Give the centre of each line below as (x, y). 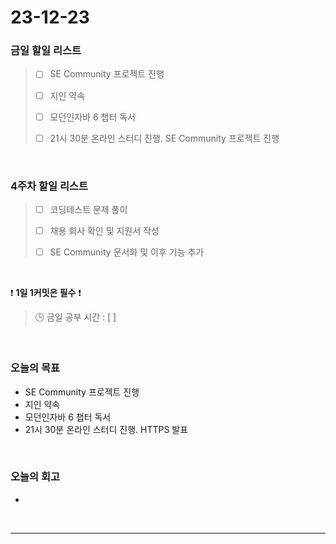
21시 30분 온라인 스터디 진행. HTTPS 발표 (106, 429)
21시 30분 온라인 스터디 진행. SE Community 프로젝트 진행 (164, 138)
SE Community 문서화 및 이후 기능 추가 (127, 252)
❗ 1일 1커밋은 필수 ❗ (46, 293)
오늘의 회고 (35, 477)
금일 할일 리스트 (46, 51)
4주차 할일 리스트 (49, 186)
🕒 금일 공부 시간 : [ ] (75, 317)
